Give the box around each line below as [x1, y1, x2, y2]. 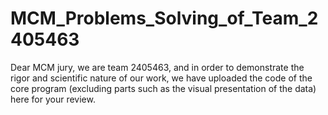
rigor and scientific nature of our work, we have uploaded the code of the [10, 72, 313, 84]
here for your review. [10, 93, 96, 105]
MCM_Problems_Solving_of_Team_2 [10, 7, 319, 30]
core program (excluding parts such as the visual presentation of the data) [10, 82, 317, 94]
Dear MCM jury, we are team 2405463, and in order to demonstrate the [10, 61, 305, 73]
